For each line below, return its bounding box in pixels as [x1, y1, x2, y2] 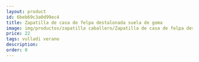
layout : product [6, 8, 46, 15]
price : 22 [6, 31, 31, 37]
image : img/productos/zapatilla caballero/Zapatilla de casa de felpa [6, 25, 184, 31]
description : [6, 42, 38, 48]
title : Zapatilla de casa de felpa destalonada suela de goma [6, 19, 163, 25]
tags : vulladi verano [6, 36, 60, 42]
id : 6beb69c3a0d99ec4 [6, 14, 60, 20]
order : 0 [6, 47, 28, 53]
